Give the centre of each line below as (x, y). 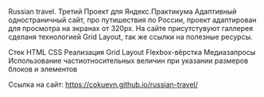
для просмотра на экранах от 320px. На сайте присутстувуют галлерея (130, 28)
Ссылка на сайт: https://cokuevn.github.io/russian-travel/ (103, 84)
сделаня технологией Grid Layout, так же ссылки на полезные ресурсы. (130, 37)
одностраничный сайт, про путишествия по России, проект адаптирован (132, 20)
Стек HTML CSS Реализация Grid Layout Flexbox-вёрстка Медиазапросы (132, 52)
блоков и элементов (43, 69)
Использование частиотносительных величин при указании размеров (128, 60)
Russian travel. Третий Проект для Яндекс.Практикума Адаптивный (122, 12)
